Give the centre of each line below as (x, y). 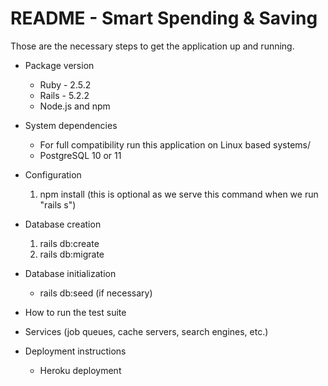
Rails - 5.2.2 (64, 95)
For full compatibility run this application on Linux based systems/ (175, 144)
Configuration (53, 174)
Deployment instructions (75, 351)
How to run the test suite (75, 312)
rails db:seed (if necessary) (96, 293)
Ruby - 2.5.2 (65, 84)
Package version (59, 65)
